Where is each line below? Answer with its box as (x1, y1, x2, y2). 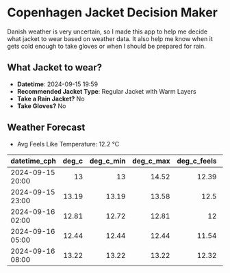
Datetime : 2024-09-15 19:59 (16, 80, 98, 88)
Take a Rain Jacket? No (16, 94, 85, 103)
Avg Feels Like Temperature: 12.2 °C (16, 140, 120, 148)
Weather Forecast (7, 122, 86, 133)
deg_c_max (132, 156, 170, 166)
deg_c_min (89, 156, 126, 166)
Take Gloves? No (16, 101, 66, 110)
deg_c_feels (177, 156, 217, 166)
